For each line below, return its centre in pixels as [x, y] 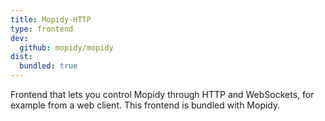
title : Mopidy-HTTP [51, 19]
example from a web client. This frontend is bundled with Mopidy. [145, 105]
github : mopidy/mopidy [66, 47]
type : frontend [42, 29]
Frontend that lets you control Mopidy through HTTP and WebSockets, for [162, 94]
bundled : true [48, 66]
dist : [21, 57]
